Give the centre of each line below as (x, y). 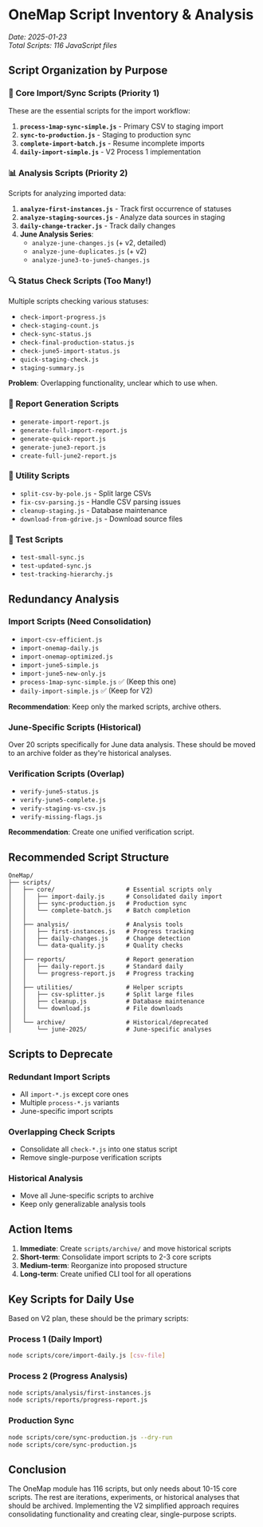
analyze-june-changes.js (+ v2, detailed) (99, 242)
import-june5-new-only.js (63, 674)
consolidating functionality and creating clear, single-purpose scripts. (122, 1514)
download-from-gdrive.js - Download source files (101, 519)
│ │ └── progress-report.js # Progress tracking (101, 974)
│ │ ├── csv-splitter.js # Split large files (101, 995)
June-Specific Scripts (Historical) (75, 727)
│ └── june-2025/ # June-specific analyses (110, 1030)
